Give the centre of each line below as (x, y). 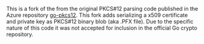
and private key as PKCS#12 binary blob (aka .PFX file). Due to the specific (100, 21)
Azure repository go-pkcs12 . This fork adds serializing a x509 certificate (97, 15)
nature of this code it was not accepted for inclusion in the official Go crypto (102, 28)
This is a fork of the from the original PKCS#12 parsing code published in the (102, 9)
